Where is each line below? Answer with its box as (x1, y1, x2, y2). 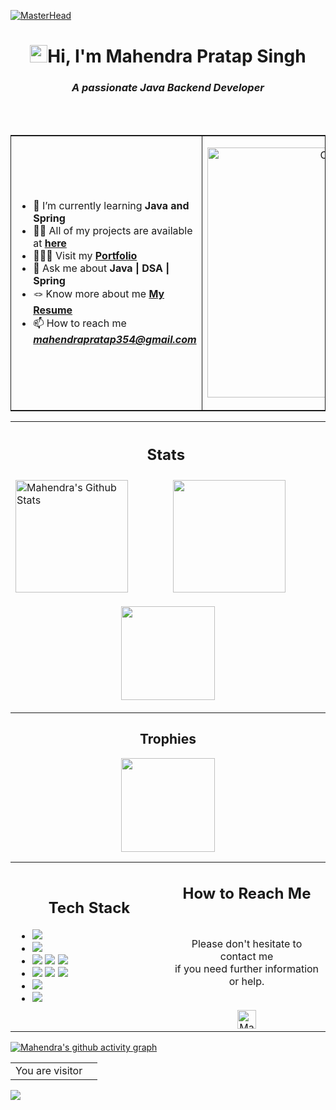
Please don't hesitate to (191, 937, 303, 951)
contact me (219, 950, 274, 964)
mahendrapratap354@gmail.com (33, 333, 197, 347)
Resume (33, 303, 73, 317)
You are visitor (15, 1064, 83, 1078)
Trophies (139, 731, 197, 748)
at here (33, 236, 67, 250)
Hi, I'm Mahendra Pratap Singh (47, 45, 307, 68)
